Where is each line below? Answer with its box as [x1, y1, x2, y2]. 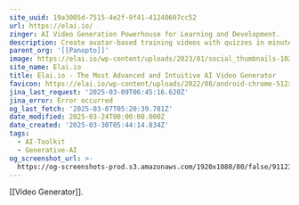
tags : [9, 129, 29, 138]
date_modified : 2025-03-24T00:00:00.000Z [9, 112, 166, 121]
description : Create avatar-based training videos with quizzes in [9, 37, 265, 47]
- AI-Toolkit [17, 137, 66, 146]
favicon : [9, 79, 42, 88]
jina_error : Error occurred [9, 95, 114, 105]
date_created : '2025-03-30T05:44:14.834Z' [9, 121, 169, 130]
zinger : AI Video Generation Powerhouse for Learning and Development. [9, 29, 280, 38]
